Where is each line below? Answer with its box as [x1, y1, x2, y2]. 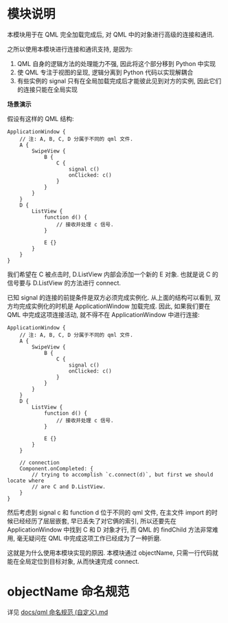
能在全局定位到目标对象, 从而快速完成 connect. [7, 557, 139, 565]
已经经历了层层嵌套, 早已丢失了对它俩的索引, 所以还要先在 [12, 516, 176, 525]
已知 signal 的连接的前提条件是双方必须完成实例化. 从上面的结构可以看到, [7, 293, 213, 301]
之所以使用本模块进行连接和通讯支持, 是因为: [7, 45, 133, 53]
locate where [7, 477, 45, 484]
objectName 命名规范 [7, 584, 130, 600]
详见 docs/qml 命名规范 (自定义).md [7, 608, 109, 616]
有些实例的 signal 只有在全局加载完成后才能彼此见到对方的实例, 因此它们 [16, 76, 222, 85]
